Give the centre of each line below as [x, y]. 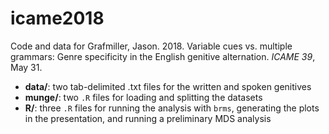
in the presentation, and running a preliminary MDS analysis [148, 118]
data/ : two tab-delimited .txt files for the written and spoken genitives [168, 86]
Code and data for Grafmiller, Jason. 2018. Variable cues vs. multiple [151, 46]
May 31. [26, 67]
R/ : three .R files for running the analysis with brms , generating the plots [172, 108]
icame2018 [57, 18]
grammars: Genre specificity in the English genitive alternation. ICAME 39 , [163, 56]
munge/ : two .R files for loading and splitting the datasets [143, 97]
